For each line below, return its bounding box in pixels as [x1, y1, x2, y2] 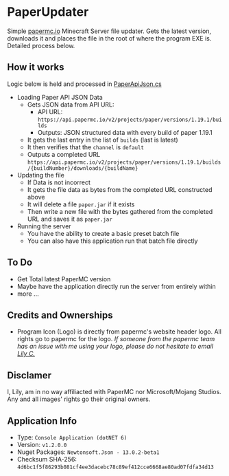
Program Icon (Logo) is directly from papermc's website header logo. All [16, 327, 221, 336]
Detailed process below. [7, 41, 75, 50]
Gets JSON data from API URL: [27, 100, 114, 109]
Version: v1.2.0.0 [16, 441, 67, 448]
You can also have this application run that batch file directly [27, 237, 198, 245]
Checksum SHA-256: [16, 455, 77, 463]
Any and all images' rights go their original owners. [7, 395, 151, 403]
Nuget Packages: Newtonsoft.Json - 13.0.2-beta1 [16, 448, 160, 456]
